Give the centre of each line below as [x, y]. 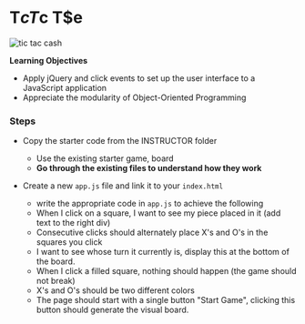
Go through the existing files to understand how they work [149, 168]
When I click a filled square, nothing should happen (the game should [167, 271]
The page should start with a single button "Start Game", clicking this [166, 300]
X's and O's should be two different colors [116, 290]
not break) [56, 281]
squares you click [69, 242]
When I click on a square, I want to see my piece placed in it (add [158, 213]
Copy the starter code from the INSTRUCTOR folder [120, 141]
